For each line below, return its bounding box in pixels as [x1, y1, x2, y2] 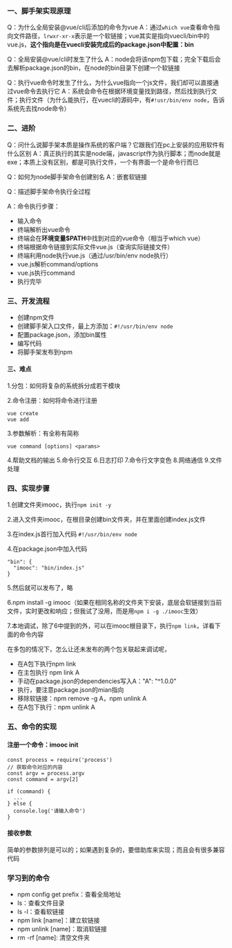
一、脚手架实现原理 [7, 6, 71, 15]
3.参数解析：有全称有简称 [7, 429, 79, 437]
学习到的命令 [7, 873, 50, 883]
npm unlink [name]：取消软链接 [17, 925, 107, 933]
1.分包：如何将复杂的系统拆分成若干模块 [7, 382, 121, 390]
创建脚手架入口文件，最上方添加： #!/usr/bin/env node [17, 322, 173, 330]
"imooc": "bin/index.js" [13, 565, 85, 572]
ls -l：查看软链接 [17, 908, 65, 916]
